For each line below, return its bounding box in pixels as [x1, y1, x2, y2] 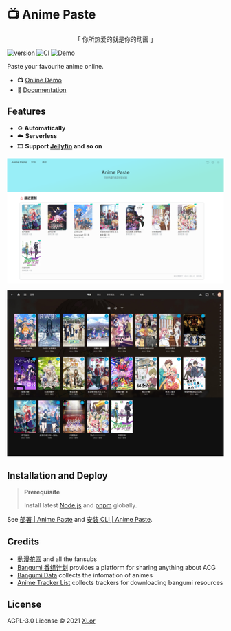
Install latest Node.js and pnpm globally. [23, 501, 137, 509]
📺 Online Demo [16, 76, 62, 84]
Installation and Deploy [7, 470, 108, 481]
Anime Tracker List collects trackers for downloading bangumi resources [16, 579, 223, 587]
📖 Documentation [16, 85, 67, 94]
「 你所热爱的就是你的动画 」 [74, 35, 157, 43]
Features [7, 106, 46, 117]
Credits [7, 536, 40, 547]
